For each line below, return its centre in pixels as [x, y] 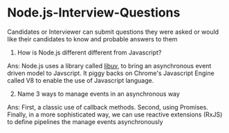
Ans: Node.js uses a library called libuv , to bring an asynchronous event [109, 65]
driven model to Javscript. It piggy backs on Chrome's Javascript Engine [111, 73]
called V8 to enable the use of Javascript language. [81, 80]
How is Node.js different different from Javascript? [89, 52]
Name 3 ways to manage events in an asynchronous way [98, 94]
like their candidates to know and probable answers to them [92, 39]
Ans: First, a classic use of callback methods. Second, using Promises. [108, 107]
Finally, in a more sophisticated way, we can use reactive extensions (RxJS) [115, 114]
